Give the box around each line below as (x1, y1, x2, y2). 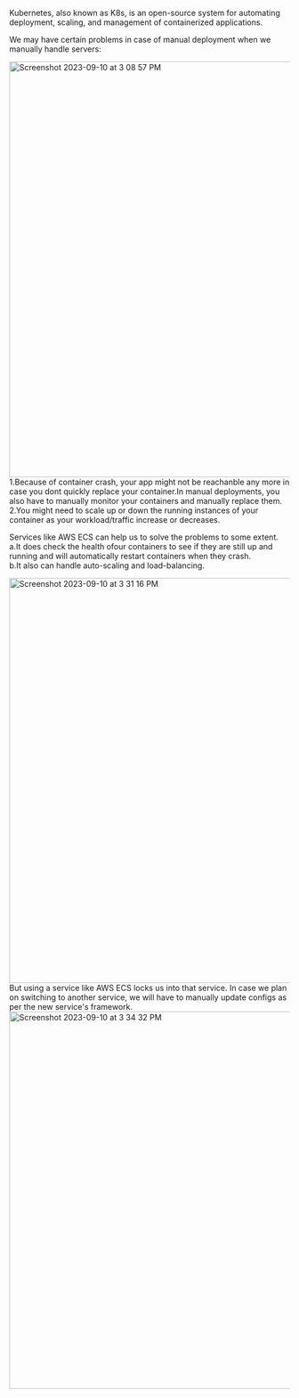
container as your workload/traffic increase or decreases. (9, 515, 221, 524)
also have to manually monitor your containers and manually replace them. (9, 496, 283, 506)
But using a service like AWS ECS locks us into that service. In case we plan (9, 983, 287, 993)
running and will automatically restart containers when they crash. (9, 551, 252, 561)
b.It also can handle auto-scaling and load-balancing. (9, 560, 205, 571)
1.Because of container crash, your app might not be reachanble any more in (9, 476, 290, 487)
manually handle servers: (9, 44, 102, 54)
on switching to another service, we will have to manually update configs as (9, 992, 287, 1003)
